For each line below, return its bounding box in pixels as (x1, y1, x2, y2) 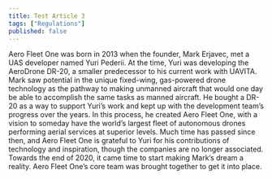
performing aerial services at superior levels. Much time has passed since (8, 127, 256, 137)
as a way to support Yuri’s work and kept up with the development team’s (19, 101, 264, 111)
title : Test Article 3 (8, 11, 85, 20)
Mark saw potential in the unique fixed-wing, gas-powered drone (8, 75, 226, 85)
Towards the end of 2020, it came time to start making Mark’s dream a (8, 153, 244, 163)
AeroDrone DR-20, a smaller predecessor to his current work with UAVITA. (8, 67, 257, 76)
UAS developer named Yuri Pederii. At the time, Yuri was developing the (8, 58, 249, 68)
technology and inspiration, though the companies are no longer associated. (8, 144, 264, 155)
